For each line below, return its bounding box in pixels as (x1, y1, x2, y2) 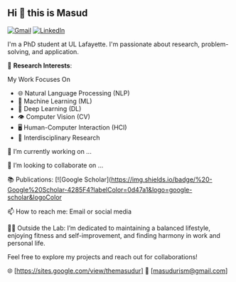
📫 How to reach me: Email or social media (7, 207, 132, 216)
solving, (7, 47, 31, 56)
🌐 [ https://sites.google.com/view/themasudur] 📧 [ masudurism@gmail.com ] (7, 266, 228, 275)
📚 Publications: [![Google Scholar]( (7, 175, 112, 184)
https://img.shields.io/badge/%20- (111, 175, 213, 184)
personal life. (7, 239, 45, 247)
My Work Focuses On (7, 75, 71, 83)
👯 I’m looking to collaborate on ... (7, 161, 104, 169)
